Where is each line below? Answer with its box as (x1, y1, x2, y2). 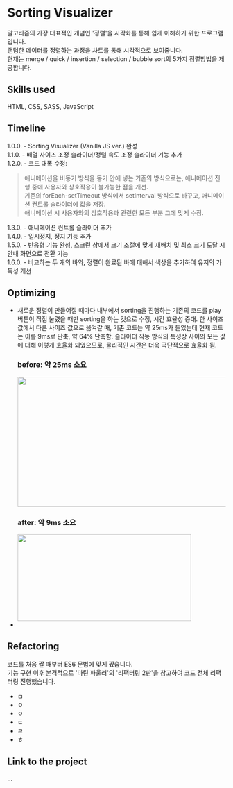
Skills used (7, 84, 55, 96)
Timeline (7, 123, 46, 135)
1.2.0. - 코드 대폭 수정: (7, 159, 67, 167)
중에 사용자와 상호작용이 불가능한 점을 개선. (31, 182, 149, 191)
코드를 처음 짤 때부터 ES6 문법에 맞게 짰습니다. (7, 660, 133, 668)
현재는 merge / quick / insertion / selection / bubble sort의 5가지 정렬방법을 (7, 54, 218, 63)
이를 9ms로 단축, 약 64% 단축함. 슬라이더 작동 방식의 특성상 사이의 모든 (24, 332, 218, 341)
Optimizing (7, 286, 56, 299)
